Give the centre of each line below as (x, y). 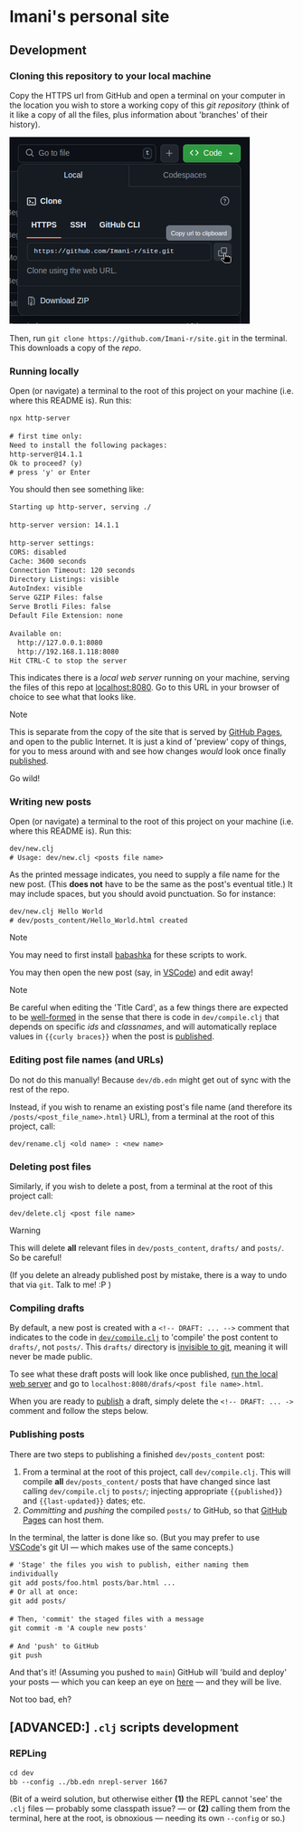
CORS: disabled (38, 553)
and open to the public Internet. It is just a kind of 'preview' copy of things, (148, 742)
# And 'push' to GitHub (54, 1646)
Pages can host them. (63, 1520)
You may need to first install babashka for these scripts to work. (128, 955)
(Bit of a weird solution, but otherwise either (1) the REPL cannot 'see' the (146, 1799)
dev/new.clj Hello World (56, 911)
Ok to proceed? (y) (46, 463)
